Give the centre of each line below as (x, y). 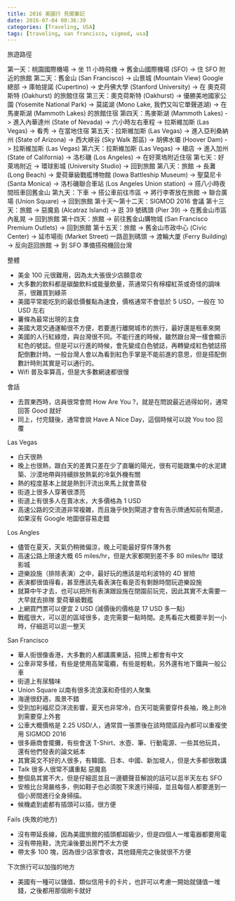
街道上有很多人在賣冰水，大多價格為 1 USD (79, 501)
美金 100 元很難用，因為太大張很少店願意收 (80, 275)
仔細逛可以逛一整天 (58, 626)
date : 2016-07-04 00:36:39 (47, 20)
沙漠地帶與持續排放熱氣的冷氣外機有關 (85, 474)
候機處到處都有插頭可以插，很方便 (67, 805)
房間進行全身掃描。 (58, 795)
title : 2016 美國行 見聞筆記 (46, 14)
